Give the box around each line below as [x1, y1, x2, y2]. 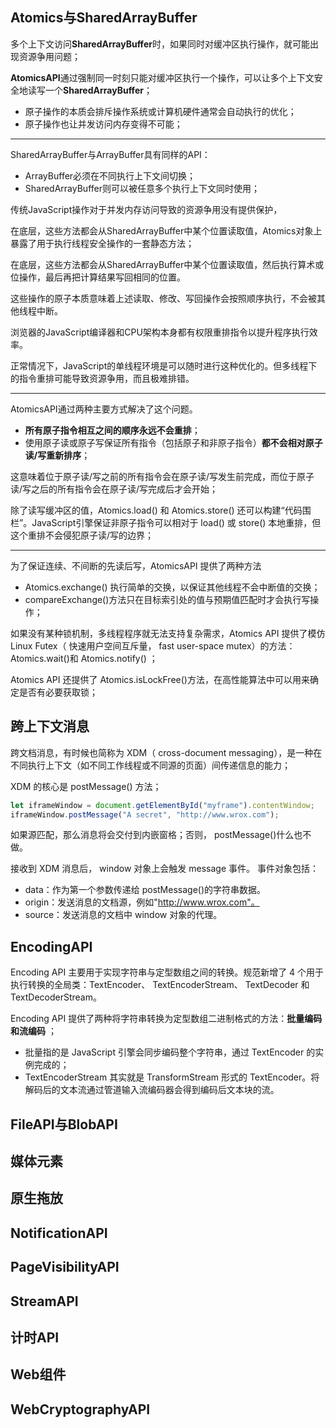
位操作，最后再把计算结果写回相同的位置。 [10, 271, 186, 283]
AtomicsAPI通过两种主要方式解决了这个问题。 [10, 403, 198, 415]
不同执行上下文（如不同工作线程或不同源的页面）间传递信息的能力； [10, 759, 291, 771]
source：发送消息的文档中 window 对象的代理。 [24, 909, 223, 921]
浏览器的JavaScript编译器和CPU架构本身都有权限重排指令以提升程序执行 [10, 326, 310, 338]
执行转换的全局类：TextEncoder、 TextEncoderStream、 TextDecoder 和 [10, 979, 310, 991]
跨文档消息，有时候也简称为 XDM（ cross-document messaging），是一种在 [10, 746, 323, 758]
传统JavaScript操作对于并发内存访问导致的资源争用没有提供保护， [10, 203, 283, 215]
